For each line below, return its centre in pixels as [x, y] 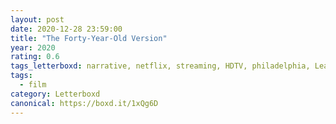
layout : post [37, 19]
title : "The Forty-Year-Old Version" [89, 38]
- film [33, 85]
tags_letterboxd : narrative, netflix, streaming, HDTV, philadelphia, [160, 66]
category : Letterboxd [55, 94]
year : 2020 [33, 47]
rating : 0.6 [35, 57]
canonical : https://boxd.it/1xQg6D [84, 103]
